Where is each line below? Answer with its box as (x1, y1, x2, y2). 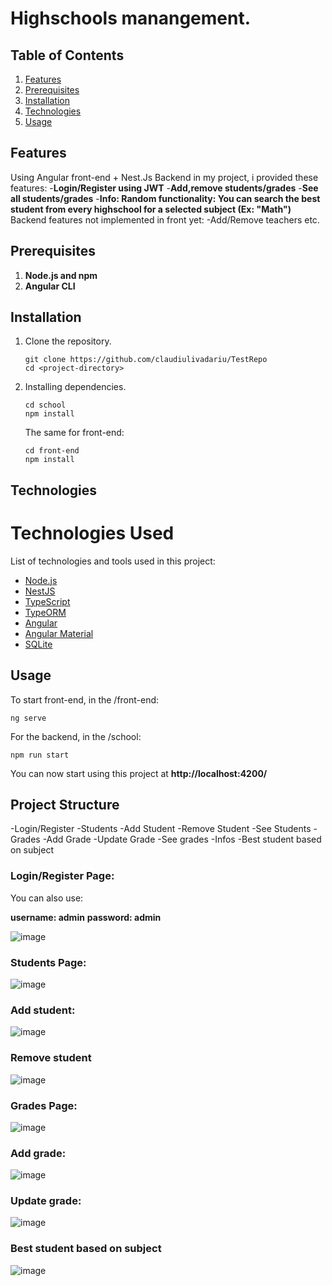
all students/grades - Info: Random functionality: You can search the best (10, 192, 321, 204)
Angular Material (24, 627, 94, 639)
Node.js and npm (24, 269, 98, 281)
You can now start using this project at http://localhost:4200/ (10, 767, 268, 779)
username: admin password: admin (10, 911, 162, 923)
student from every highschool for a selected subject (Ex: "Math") (10, 203, 292, 215)
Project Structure (10, 796, 120, 813)
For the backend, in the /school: (10, 730, 142, 742)
